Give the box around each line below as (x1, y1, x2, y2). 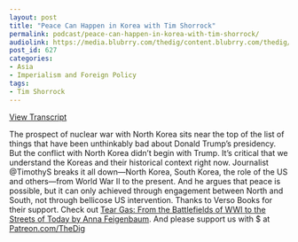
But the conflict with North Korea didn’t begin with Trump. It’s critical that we (9, 147, 288, 158)
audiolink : (9, 37, 50, 47)
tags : (9, 79, 29, 88)
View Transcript (9, 112, 67, 122)
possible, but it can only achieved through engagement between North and (9, 185, 284, 196)
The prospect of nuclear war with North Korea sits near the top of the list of (9, 129, 285, 139)
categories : (9, 54, 53, 63)
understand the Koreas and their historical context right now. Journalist (9, 157, 269, 168)
